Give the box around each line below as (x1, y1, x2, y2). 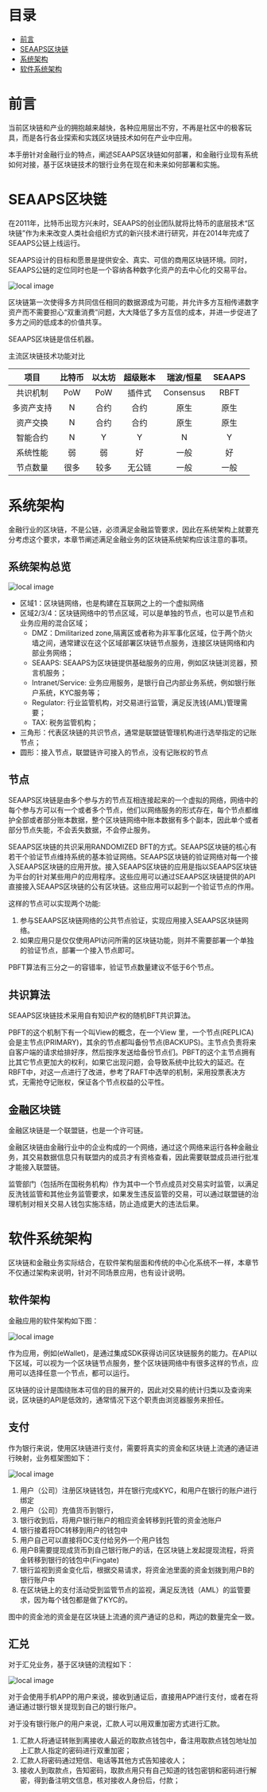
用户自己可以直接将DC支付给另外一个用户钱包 (19, 1535, 170, 1545)
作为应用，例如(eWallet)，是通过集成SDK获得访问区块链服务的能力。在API (8, 1348, 250, 1358)
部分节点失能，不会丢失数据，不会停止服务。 (8, 825, 155, 835)
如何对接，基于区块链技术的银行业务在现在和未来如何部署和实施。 (8, 159, 224, 169)
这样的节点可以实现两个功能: (8, 899, 102, 909)
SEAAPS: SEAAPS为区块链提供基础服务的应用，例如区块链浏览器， (31, 657, 251, 668)
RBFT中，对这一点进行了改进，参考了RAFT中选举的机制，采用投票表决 (8, 1067, 239, 1077)
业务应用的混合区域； (19, 617, 90, 628)
